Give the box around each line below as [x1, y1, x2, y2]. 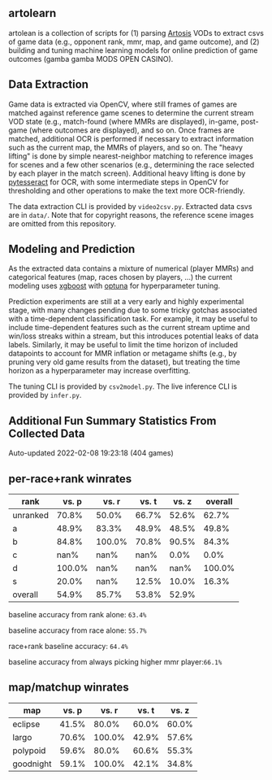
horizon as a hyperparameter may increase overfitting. [8, 366, 191, 376]
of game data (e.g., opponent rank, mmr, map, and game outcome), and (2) [8, 37, 260, 46]
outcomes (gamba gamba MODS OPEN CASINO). [8, 54, 174, 63]
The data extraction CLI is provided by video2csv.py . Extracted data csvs [8, 201, 253, 211]
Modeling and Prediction [8, 242, 136, 256]
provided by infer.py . [8, 390, 82, 400]
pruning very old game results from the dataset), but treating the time [8, 357, 241, 367]
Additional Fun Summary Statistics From [8, 414, 217, 428]
